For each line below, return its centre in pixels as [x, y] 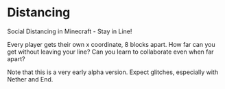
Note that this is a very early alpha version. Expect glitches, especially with [113, 72]
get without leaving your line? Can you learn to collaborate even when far [110, 52]
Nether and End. [30, 79]
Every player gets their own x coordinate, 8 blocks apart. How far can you [111, 44]
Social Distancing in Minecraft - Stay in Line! [70, 31]
